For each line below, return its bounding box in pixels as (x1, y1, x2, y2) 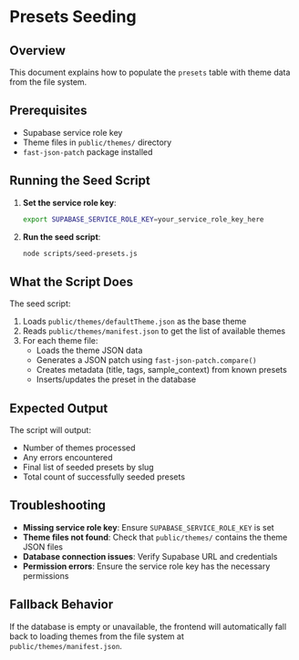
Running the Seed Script (9, 173, 150, 189)
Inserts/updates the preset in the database (36, 374, 197, 385)
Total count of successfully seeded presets (22, 471, 185, 482)
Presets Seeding (9, 6, 137, 27)
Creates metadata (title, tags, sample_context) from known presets (36, 365, 287, 376)
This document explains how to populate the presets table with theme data (9, 67, 291, 77)
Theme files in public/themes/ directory (22, 137, 172, 148)
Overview (9, 43, 67, 58)
